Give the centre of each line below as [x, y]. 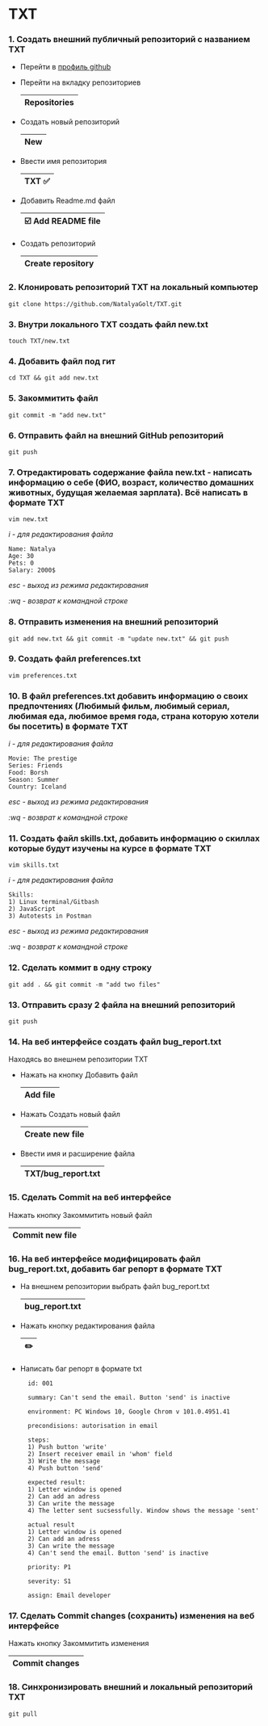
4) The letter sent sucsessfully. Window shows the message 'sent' [144, 1510]
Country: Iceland [38, 787]
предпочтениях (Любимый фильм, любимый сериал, [119, 706]
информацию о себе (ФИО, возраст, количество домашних [131, 482]
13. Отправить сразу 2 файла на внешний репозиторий [122, 1005]
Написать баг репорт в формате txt [81, 1368]
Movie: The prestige [43, 759]
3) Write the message [64, 1461]
